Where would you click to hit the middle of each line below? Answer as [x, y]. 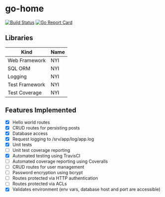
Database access [30, 133]
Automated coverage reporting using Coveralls [60, 161]
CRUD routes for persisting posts [46, 128]
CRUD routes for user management [48, 167]
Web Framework [27, 60]
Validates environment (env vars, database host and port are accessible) [86, 190]
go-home [25, 9]
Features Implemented [41, 110]
